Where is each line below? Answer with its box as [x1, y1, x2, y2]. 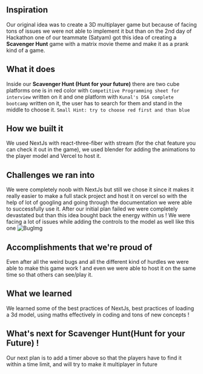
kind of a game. [6, 47, 45, 54]
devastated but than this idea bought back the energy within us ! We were [6, 212, 191, 219]
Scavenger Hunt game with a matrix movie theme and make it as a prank [6, 40, 189, 47]
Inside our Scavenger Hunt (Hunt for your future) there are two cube [6, 80, 180, 87]
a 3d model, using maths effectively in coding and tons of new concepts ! [6, 311, 190, 318]
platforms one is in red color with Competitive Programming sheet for [6, 87, 180, 94]
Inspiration [6, 5, 48, 15]
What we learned [6, 289, 72, 299]
